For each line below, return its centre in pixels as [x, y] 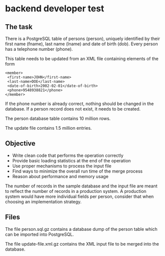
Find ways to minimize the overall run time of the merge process [77, 171]
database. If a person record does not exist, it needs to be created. [73, 109]
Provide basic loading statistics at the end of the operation [71, 160]
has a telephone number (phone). [39, 49]
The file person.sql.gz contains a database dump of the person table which [81, 229]
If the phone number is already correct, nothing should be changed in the [80, 104]
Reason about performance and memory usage [60, 176]
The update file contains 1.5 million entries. [49, 128]
